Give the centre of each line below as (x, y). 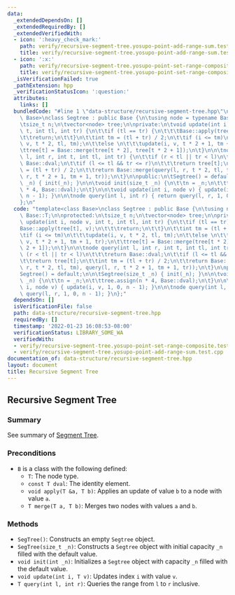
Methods (23, 524)
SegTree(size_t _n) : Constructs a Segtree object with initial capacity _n (120, 547)
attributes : (31, 99)
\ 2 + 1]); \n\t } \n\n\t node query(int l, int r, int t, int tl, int (120, 248)
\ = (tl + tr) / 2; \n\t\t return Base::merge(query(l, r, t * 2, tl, (122, 170)
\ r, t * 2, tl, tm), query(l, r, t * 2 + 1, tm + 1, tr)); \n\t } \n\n (123, 267)
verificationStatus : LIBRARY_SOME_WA (69, 332)
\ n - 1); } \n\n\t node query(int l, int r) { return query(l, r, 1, (122, 196)
